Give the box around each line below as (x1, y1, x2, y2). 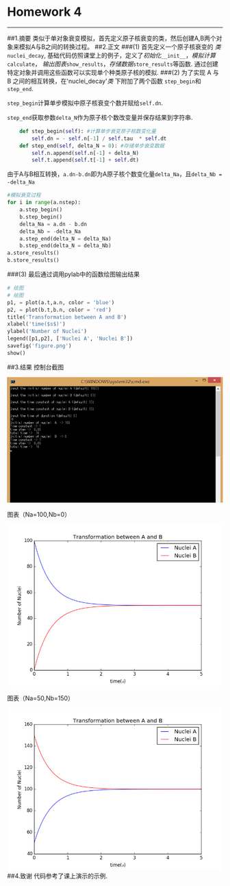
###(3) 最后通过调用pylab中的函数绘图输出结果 (7, 270, 140, 278)
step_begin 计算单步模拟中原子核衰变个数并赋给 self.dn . (7, 99, 163, 107)
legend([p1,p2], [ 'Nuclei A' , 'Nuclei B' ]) (7, 335, 133, 343)
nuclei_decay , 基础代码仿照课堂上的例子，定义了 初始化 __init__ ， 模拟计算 (7, 51, 216, 59)
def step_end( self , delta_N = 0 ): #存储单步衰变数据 (19, 142, 165, 149)
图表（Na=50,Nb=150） (7, 693, 74, 702)
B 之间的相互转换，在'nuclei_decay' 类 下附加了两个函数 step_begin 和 (7, 77, 202, 85)
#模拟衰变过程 (7, 192, 41, 199)
